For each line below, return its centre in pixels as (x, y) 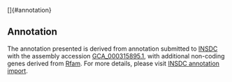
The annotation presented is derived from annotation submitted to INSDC (113, 49)
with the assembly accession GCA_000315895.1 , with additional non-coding (116, 56)
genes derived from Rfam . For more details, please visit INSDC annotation (114, 63)
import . (17, 71)
